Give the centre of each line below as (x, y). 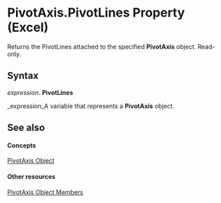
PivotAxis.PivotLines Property (96, 13)
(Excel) (28, 27)
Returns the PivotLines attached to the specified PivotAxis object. (102, 46)
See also (26, 128)
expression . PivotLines (40, 92)
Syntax (23, 76)
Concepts (22, 145)
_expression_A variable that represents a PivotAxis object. (91, 106)
